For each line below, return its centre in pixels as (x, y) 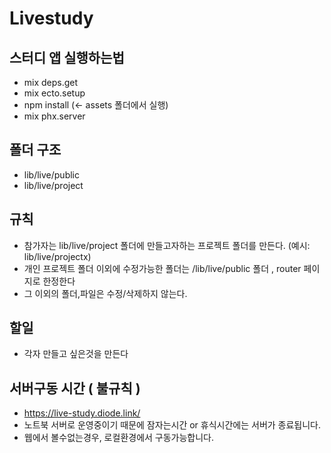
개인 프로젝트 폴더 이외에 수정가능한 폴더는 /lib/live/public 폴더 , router (162, 268)
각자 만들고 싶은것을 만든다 (76, 354)
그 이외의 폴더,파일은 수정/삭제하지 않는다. (105, 293)
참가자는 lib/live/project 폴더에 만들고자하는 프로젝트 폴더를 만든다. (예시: (167, 245)
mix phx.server (54, 116)
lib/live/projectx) (57, 256)
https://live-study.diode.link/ (82, 413)
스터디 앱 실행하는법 (67, 57)
